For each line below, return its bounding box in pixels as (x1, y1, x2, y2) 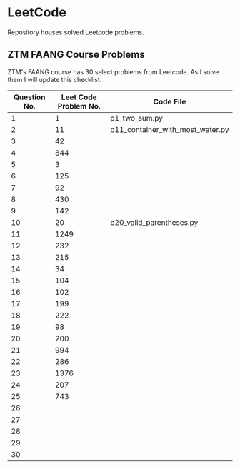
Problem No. (57, 101, 101, 111)
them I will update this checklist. (7, 75, 102, 84)
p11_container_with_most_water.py (110, 124, 229, 134)
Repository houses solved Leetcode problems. (7, 28, 144, 36)
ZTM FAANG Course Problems (7, 49, 145, 61)
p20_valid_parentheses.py (110, 217, 199, 227)
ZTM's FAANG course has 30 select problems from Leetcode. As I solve (7, 67, 219, 76)
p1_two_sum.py (110, 113, 163, 123)
